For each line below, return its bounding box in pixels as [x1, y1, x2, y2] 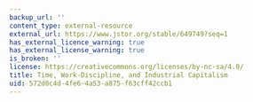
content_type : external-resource [9, 21, 133, 30]
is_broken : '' [9, 54, 62, 63]
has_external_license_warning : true [9, 46, 145, 55]
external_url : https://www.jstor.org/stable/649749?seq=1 [9, 29, 228, 38]
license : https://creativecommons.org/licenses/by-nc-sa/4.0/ [9, 63, 244, 72]
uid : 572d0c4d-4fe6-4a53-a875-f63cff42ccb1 [9, 79, 173, 88]
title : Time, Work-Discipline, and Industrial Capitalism [9, 71, 228, 80]
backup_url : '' [9, 12, 66, 22]
